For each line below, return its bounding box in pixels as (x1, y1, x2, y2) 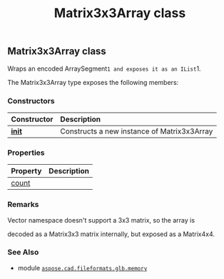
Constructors (7, 96, 55, 106)
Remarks (7, 200, 39, 210)
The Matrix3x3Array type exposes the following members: (7, 78, 179, 86)
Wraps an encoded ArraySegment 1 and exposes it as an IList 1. (7, 64, 201, 73)
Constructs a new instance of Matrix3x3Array (60, 126, 213, 136)
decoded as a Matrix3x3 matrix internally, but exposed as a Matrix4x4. (7, 230, 215, 238)
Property (11, 166, 42, 176)
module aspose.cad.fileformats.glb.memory (17, 263, 148, 272)
